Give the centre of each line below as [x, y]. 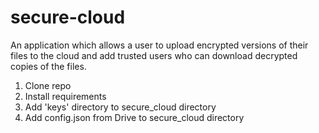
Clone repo [48, 85]
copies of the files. [48, 66]
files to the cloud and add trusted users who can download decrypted [154, 55]
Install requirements [65, 96]
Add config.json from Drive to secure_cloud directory [134, 117]
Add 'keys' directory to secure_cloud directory [120, 107]
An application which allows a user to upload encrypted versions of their [159, 45]
